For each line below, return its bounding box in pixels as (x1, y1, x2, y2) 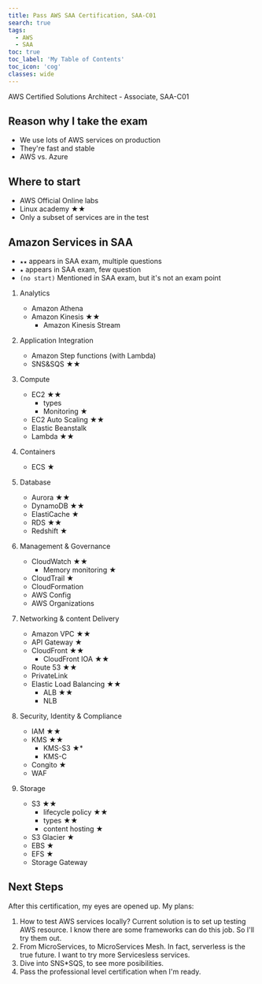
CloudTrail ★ (31, 574, 75, 583)
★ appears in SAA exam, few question (19, 265, 142, 274)
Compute (19, 375, 50, 384)
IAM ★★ (31, 726, 61, 737)
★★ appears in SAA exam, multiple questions (19, 257, 163, 266)
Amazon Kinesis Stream (42, 321, 120, 330)
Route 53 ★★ (31, 663, 77, 672)
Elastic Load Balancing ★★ (31, 679, 122, 689)
